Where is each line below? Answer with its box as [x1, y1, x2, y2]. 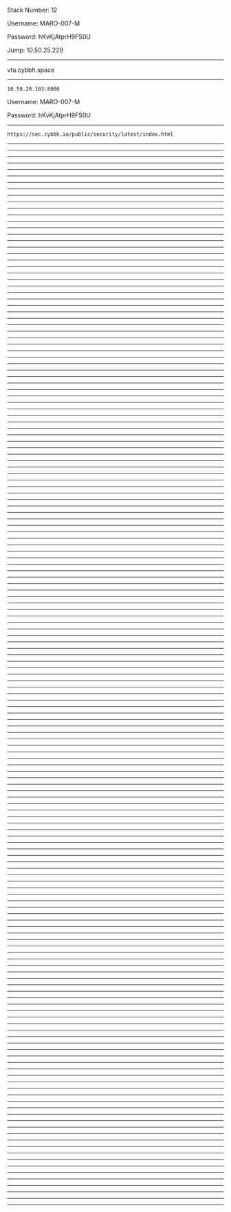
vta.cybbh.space [7, 66, 55, 74]
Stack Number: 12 [7, 6, 58, 14]
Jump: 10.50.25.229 [7, 46, 64, 54]
